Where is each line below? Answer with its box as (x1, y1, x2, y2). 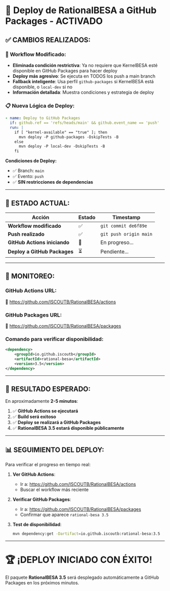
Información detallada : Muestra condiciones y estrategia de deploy (12, 89, 154, 95)
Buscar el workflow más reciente (20, 486, 89, 493)
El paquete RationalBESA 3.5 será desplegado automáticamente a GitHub (5, 574, 159, 580)
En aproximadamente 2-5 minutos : (5, 398, 78, 404)
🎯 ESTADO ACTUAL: (5, 199, 70, 207)
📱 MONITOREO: (5, 272, 55, 281)
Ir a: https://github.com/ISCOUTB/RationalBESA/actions (20, 481, 136, 488)
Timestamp (112, 214, 141, 221)
